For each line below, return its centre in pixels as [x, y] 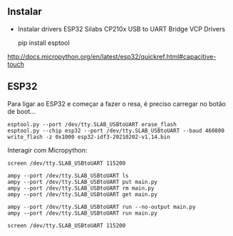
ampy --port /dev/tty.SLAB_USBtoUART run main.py [83, 213]
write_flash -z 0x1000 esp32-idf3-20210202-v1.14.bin [89, 137]
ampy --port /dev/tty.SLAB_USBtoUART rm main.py [81, 188]
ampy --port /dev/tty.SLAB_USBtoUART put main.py [83, 182]
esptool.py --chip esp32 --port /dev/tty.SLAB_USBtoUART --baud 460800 [116, 130]
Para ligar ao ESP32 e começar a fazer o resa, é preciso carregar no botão [117, 103]
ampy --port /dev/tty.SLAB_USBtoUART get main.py [83, 194]
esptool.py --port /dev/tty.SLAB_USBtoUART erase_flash [92, 124]
